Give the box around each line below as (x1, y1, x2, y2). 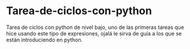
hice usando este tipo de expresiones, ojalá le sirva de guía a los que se (6, 30, 182, 37)
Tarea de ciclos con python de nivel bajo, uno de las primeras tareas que (6, 24, 184, 31)
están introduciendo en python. (6, 36, 83, 43)
